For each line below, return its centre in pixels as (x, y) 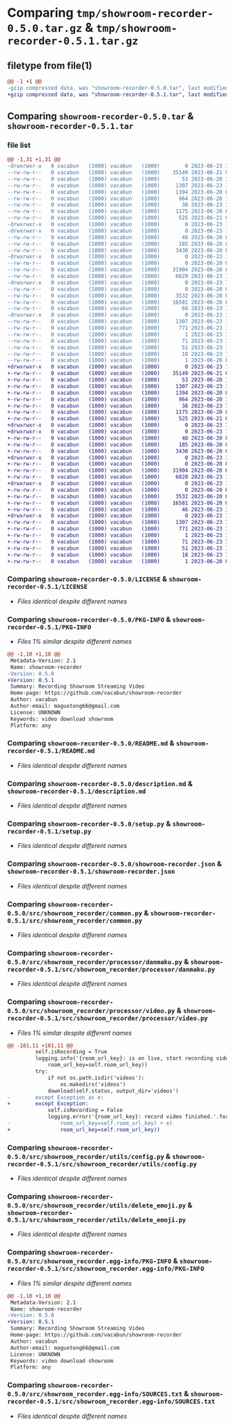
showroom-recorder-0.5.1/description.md (77, 791)
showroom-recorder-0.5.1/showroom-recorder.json (91, 872)
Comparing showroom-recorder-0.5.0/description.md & (100, 783)
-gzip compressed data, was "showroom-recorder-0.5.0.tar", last (104, 88)
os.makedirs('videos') (93, 1084)
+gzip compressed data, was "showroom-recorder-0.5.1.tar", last (104, 94)
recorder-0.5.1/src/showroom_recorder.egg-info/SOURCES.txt (111, 1402)
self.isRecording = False (85, 1110)
